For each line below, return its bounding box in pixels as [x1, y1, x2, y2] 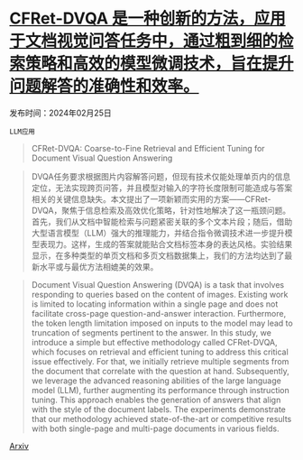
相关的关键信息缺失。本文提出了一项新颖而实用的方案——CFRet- [31, 193, 271, 204]
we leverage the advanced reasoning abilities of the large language [31, 375, 281, 386]
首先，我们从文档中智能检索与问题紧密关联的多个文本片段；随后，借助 [31, 216, 293, 226]
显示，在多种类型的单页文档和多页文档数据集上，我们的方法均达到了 [31, 250, 285, 261]
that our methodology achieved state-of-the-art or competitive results [31, 413, 292, 424]
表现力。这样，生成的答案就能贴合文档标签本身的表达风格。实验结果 [39, 238, 293, 249]
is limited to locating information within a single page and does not [31, 299, 279, 309]
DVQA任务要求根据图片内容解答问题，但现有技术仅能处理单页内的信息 [31, 170, 291, 181]
